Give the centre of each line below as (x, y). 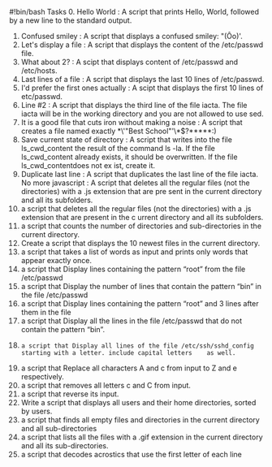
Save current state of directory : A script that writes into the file (126, 140)
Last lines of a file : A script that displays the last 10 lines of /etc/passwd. (142, 79)
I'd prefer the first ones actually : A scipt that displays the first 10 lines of (142, 88)
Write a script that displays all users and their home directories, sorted (138, 402)
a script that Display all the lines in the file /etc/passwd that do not (132, 321)
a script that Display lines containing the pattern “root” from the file (133, 269)
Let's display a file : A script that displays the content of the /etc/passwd (142, 45)
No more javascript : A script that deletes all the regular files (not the (135, 183)
